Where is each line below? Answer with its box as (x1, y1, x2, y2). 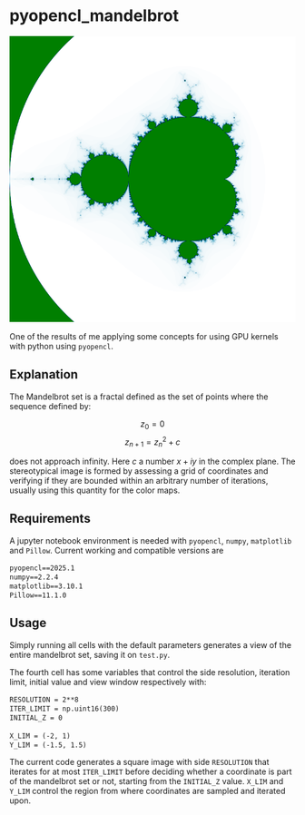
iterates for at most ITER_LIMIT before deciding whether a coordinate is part (9, 766, 292, 777)
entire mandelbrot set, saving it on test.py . (9, 649, 171, 660)
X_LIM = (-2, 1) (9, 732, 71, 741)
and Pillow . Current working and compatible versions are (9, 545, 224, 555)
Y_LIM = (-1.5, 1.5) (9, 741, 88, 750)
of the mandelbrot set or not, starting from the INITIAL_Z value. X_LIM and (9, 775, 284, 786)
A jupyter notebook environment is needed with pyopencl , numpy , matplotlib (9, 535, 292, 545)
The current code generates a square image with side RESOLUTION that (9, 756, 270, 767)
